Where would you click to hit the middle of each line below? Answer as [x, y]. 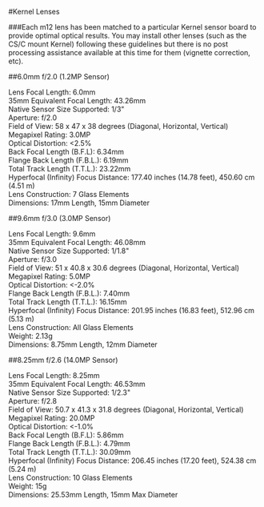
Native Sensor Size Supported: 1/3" [66, 109]
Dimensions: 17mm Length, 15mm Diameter [79, 203]
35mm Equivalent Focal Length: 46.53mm [77, 384]
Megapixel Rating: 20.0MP [52, 418]
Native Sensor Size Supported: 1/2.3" [70, 392]
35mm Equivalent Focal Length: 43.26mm [77, 101]
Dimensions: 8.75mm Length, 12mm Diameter [83, 344]
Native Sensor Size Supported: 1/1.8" [69, 251]
